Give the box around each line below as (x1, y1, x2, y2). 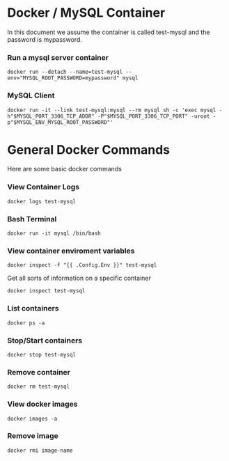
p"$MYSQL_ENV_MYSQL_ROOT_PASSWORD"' (7, 118, 113, 126)
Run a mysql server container (7, 52, 109, 62)
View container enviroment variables (7, 246, 135, 256)
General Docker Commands (7, 141, 171, 157)
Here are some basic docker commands (7, 165, 122, 173)
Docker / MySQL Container (7, 5, 166, 21)
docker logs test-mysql (7, 198, 77, 205)
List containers (7, 304, 59, 313)
